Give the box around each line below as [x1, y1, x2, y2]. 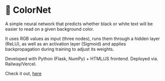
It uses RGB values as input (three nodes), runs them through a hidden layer [5, 36, 160, 41]
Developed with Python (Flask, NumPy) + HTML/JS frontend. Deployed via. [5, 55, 159, 61]
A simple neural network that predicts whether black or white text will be [5, 21, 153, 27]
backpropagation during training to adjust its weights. [5, 46, 114, 52]
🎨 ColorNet [5, 4, 51, 16]
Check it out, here [5, 70, 42, 76]
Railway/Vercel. [5, 61, 37, 67]
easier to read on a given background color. [5, 26, 94, 32]
